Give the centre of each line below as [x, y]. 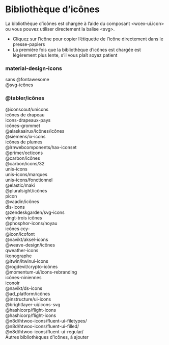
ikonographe [19, 256]
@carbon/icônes [23, 158]
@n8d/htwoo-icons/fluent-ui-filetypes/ [46, 321]
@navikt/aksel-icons [27, 239]
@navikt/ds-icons [24, 288]
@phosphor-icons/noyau [31, 223]
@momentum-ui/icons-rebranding [41, 272]
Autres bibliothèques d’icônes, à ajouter [47, 337]
